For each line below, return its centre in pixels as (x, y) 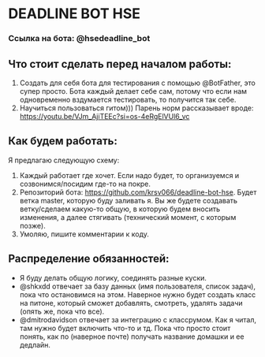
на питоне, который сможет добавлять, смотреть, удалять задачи (131, 303)
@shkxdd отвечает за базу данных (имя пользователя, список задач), (138, 286)
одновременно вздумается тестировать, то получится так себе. (128, 99)
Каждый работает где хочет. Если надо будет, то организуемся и (129, 175)
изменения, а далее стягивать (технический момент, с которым (128, 217)
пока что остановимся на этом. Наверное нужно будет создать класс (138, 294)
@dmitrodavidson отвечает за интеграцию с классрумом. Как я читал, (138, 319)
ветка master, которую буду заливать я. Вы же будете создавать (129, 200)
